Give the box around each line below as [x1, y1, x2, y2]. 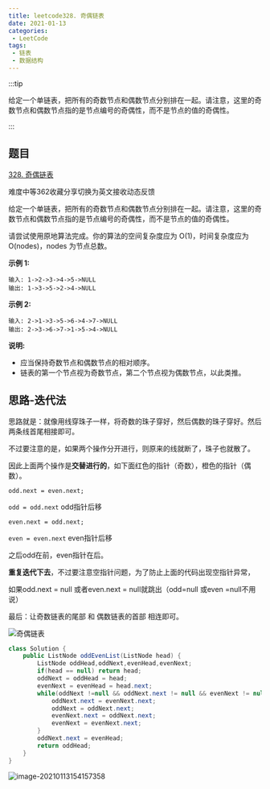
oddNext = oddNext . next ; [51, 705, 135, 713]
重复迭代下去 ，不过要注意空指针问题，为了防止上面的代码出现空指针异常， [8, 567, 255, 577]
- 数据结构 [11, 57, 44, 65]
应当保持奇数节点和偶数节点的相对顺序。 [19, 357, 154, 367]
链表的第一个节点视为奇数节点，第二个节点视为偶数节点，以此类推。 [19, 368, 246, 377]
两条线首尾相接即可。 [8, 426, 79, 436]
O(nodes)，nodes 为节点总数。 [8, 240, 112, 250]
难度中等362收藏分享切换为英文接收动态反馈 [8, 187, 155, 196]
